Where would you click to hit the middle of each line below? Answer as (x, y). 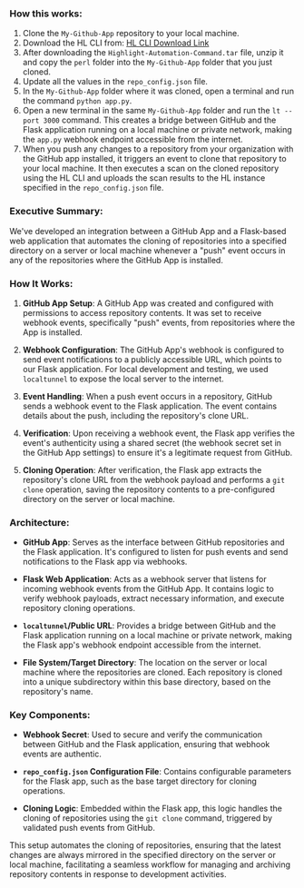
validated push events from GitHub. (89, 828)
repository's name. (58, 692)
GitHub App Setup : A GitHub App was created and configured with (148, 303)
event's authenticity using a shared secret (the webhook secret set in (152, 442)
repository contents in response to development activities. (118, 874)
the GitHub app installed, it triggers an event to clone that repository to (155, 159)
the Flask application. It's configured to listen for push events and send (155, 552)
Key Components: (50, 715)
